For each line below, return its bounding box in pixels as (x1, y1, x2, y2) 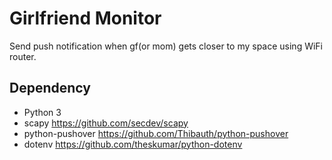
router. (9, 50, 37, 62)
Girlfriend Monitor (9, 7, 162, 30)
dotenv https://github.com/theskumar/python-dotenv (23, 138, 243, 150)
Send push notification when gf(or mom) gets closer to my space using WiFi (9, 40, 324, 52)
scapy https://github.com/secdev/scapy (23, 117, 189, 129)
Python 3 (23, 106, 62, 118)
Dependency (9, 80, 91, 97)
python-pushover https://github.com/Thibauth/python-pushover (23, 127, 289, 139)
